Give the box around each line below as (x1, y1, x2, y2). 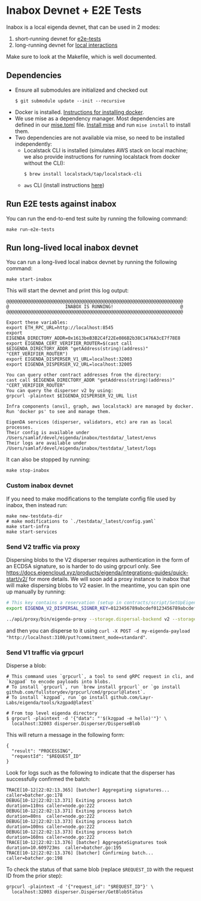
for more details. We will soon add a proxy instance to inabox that (29, 575, 190, 582)
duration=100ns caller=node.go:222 (6, 824, 95, 830)
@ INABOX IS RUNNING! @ (6, 304, 184, 310)
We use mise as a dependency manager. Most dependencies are (14, 114, 175, 122)
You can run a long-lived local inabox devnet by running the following (6, 258, 178, 266)
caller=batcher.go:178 (6, 792, 63, 798)
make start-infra (6, 523, 50, 529)
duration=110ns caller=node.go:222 (6, 803, 95, 809)
